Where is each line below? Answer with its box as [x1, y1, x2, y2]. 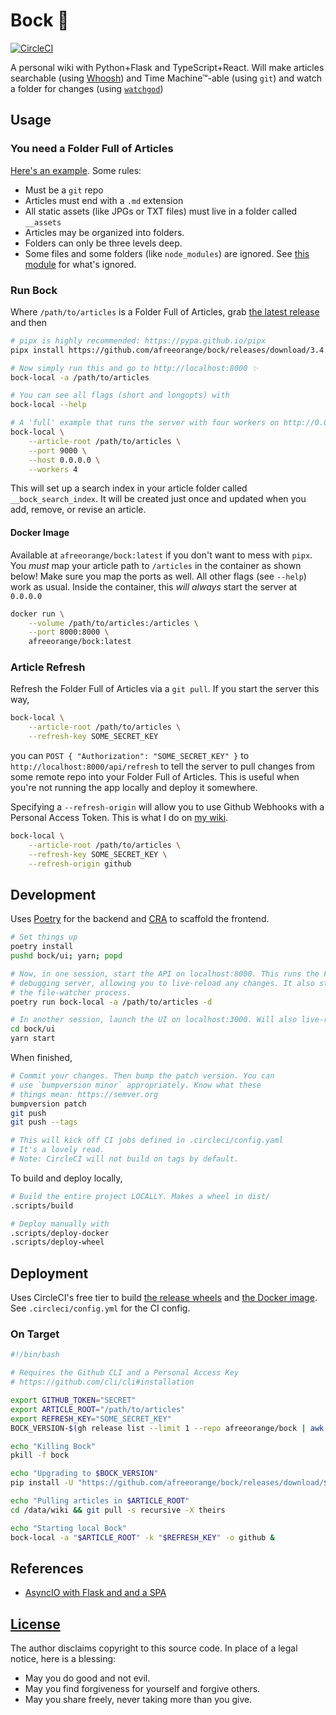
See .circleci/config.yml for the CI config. [10, 1302, 191, 1314]
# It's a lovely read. [10, 1145, 105, 1155]
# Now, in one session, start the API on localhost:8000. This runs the [10, 969, 320, 979]
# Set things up [10, 932, 78, 943]
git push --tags [10, 1117, 78, 1128]
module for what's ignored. [24, 258, 137, 270]
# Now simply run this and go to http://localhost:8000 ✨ [10, 363, 259, 373]
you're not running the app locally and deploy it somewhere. [10, 782, 258, 794]
